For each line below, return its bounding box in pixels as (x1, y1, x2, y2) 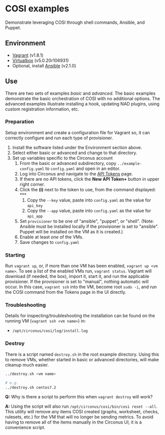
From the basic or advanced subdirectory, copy (19, 160, 117, 166)
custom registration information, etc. (5, 106, 80, 112)
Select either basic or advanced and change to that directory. (12, 150, 137, 156)
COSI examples (5, 3, 69, 14)
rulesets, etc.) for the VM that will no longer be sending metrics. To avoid (5, 414, 154, 420)
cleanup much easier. (5, 362, 49, 368)
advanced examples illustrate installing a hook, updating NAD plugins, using (5, 101, 160, 107)
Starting (5, 251, 26, 258)
